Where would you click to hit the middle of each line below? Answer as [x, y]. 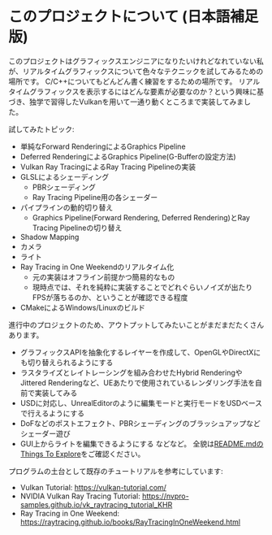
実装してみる [56, 393]
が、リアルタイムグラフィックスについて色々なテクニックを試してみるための [136, 71]
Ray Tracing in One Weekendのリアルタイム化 [97, 267]
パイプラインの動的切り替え [67, 207]
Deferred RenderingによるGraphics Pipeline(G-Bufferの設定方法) [128, 156]
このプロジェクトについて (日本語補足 [134, 17]
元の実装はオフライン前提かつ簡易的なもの [104, 276]
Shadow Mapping [50, 237]
